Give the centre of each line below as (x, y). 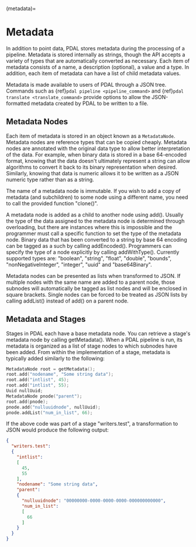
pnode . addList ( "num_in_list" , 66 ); (49, 413)
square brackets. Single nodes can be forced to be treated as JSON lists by (97, 294)
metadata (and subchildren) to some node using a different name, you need (97, 197)
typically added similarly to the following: (56, 358)
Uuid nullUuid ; (25, 391)
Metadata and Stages (46, 319)
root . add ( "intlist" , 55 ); (37, 385)
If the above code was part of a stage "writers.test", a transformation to (92, 424)
